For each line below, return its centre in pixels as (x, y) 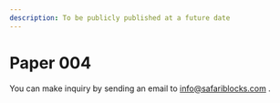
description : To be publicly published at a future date (120, 18)
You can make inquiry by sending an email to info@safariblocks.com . (140, 88)
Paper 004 (51, 62)
